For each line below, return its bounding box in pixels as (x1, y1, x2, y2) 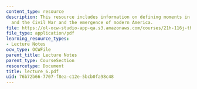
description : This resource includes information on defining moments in (6, 14, 191, 20)
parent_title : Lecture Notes (6, 52, 77, 58)
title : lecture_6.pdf (6, 69, 59, 74)
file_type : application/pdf (6, 30, 75, 36)
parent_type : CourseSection (6, 57, 75, 63)
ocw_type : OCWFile (6, 47, 51, 53)
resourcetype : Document (6, 63, 64, 69)
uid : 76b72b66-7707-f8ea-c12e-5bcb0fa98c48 (6, 74, 114, 80)
